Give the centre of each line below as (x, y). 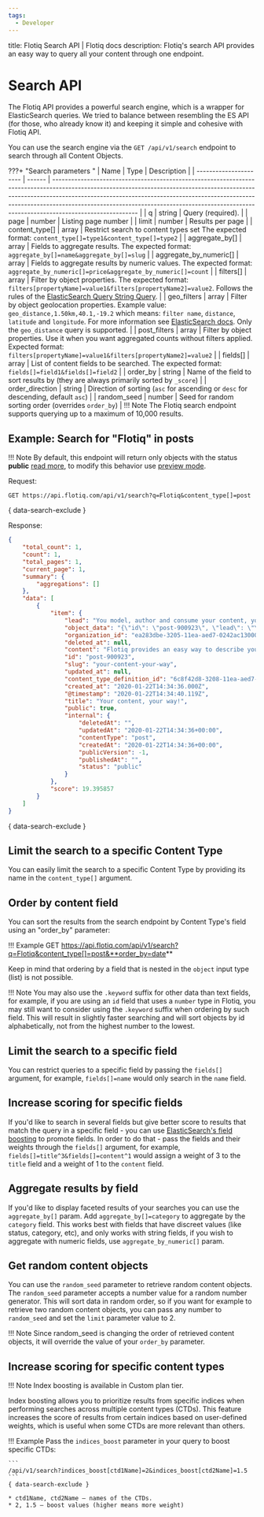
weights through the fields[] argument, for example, (94, 1147)
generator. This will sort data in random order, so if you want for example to (130, 1301)
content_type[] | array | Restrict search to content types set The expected (127, 230)
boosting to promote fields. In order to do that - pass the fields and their (125, 1138)
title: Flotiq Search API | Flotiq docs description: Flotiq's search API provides (132, 45)
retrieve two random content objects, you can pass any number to (115, 1310)
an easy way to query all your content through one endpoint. (106, 54)
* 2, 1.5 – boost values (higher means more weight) (96, 1505)
